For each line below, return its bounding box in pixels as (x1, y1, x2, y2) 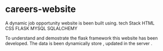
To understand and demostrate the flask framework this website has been (5, 35, 158, 41)
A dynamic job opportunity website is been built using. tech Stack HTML (5, 20, 154, 26)
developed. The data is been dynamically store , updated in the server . (5, 40, 152, 46)
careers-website (5, 3, 76, 15)
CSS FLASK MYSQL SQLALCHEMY (5, 25, 78, 31)
